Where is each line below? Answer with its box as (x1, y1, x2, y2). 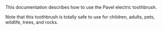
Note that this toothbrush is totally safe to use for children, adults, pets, (5, 14, 155, 19)
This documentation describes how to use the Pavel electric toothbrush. (5, 4, 157, 10)
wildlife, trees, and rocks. (5, 19, 58, 25)
